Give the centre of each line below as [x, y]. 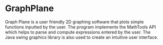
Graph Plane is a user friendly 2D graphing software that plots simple [74, 22]
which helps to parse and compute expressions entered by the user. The [78, 32]
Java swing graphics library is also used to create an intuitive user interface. [82, 37]
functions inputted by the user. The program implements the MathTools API [81, 27]
